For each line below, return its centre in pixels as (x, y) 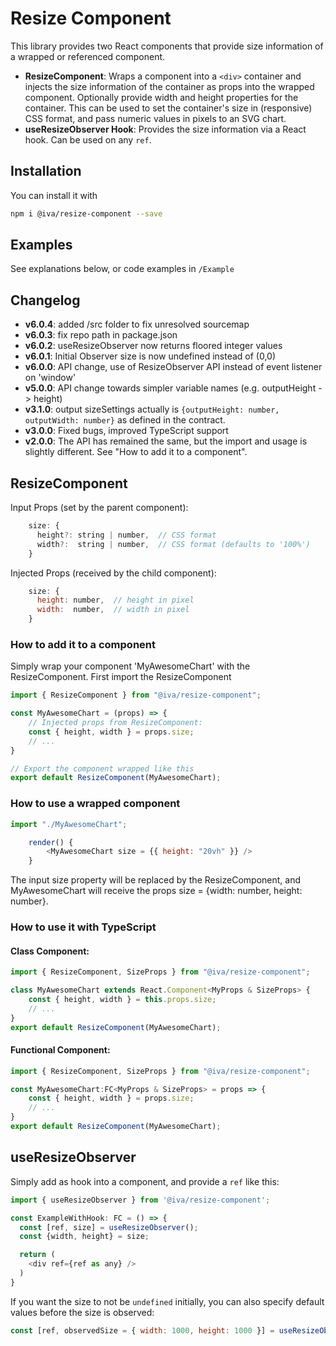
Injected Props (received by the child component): (113, 573)
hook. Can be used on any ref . (88, 139)
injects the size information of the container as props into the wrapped (169, 86)
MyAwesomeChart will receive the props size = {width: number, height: (156, 891)
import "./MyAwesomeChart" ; (69, 824)
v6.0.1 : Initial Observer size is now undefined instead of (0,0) (150, 356)
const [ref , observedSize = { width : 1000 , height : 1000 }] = (142, 1330)
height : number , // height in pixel (115, 600)
